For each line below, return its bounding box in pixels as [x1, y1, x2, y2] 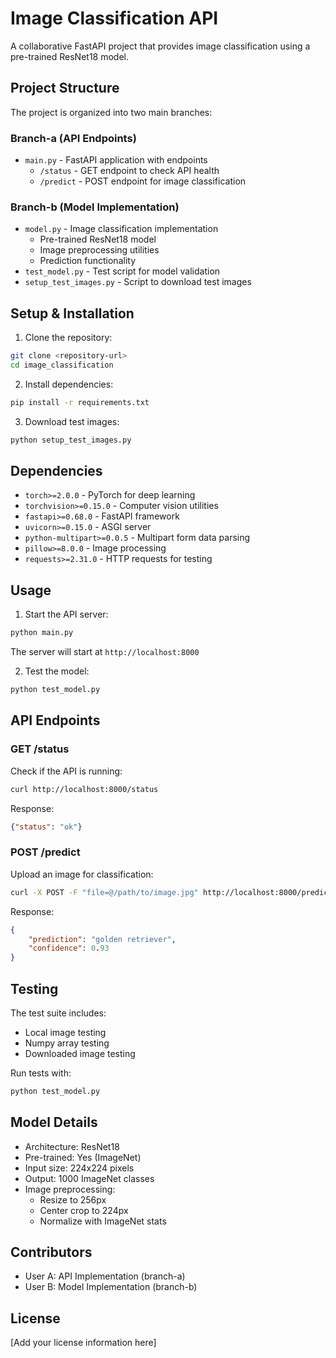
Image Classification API [10, 7, 219, 30]
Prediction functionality [39, 255, 137, 267]
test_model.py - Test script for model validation [24, 265, 221, 277]
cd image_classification [10, 360, 114, 371]
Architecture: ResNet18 [24, 1140, 120, 1152]
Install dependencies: [24, 378, 114, 390]
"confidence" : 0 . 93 [28, 943, 110, 954]
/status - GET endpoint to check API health [39, 165, 220, 177]
